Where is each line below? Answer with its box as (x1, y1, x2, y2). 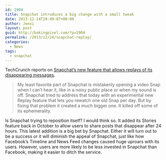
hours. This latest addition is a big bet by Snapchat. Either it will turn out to (5, 128, 157, 134)
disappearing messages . (5, 72, 55, 78)
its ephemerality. (17, 108, 52, 114)
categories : (5, 40, 30, 45)
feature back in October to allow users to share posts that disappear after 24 (5, 123, 162, 129)
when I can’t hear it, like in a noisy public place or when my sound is (17, 87, 157, 93)
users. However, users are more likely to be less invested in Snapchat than (5, 144, 157, 150)
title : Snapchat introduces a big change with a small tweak (5, 12, 134, 17)
